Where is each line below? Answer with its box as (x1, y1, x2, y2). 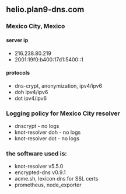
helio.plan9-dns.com (6, 5, 85, 15)
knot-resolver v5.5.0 (14, 163, 64, 170)
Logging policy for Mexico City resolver (6, 109, 121, 117)
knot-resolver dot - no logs (14, 135, 80, 142)
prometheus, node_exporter (14, 181, 82, 189)
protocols (6, 70, 30, 77)
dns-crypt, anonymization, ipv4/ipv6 (14, 82, 103, 89)
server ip (6, 36, 29, 43)
